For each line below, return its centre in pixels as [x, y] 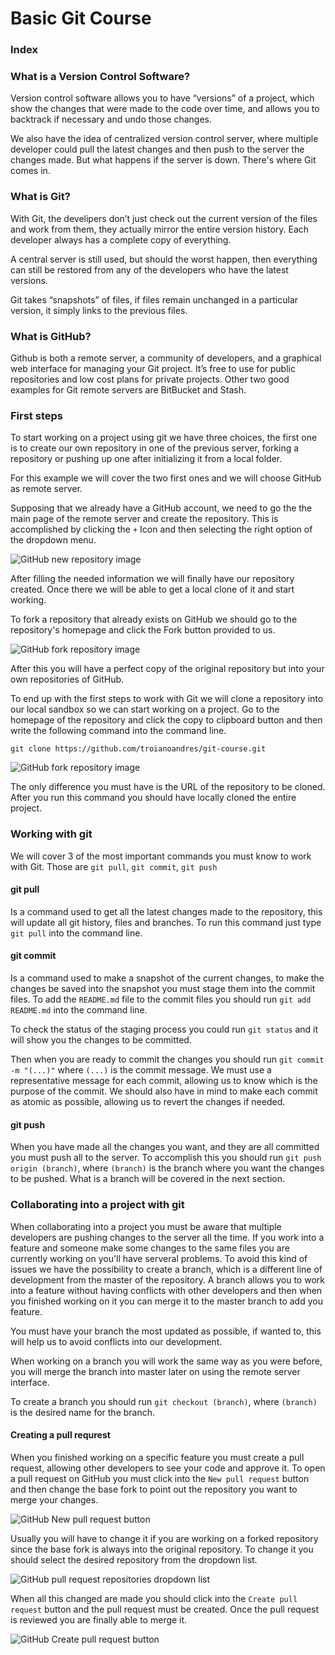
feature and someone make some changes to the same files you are [150, 1248]
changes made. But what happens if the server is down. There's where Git [163, 160]
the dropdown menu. [53, 540]
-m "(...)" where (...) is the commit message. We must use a [141, 1070]
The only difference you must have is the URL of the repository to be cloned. [168, 787]
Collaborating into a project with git [97, 1205]
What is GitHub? [51, 336]
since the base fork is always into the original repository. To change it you [162, 1549]
